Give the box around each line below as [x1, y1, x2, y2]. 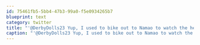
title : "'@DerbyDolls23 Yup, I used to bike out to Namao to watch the [6, 25, 187, 31]
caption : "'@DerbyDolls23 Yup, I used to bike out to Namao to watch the [6, 30, 193, 36]
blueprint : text [6, 14, 46, 20]
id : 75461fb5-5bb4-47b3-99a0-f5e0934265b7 [6, 8, 113, 15]
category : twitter [6, 19, 52, 25]
